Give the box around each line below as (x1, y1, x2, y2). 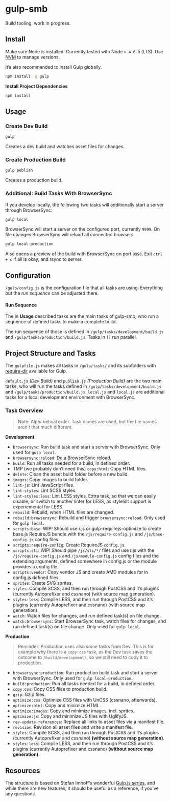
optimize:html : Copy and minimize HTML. (12, 703, 101, 709)
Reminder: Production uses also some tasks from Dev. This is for (17, 644, 154, 650)
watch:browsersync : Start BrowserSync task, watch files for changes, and (12, 618, 166, 624)
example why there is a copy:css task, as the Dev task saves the (17, 649, 153, 655)
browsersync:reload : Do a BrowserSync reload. (12, 455, 112, 461)
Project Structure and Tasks (5, 349, 96, 358)
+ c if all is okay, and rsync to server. (5, 256, 83, 262)
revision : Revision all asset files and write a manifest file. (12, 724, 133, 730)
